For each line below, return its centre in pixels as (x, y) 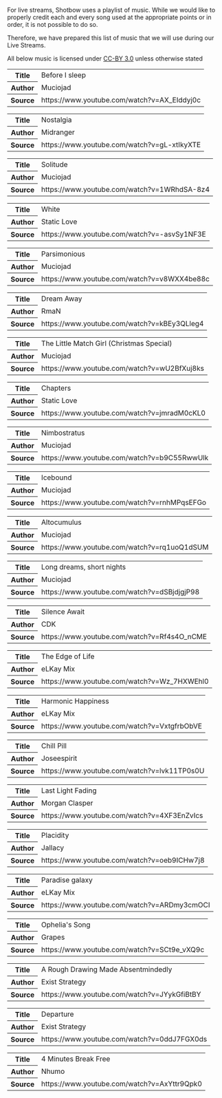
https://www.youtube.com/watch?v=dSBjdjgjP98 (120, 592)
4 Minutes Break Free (76, 1059)
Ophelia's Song (66, 925)
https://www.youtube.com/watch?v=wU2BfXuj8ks (123, 368)
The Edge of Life (68, 656)
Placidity (55, 835)
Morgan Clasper (67, 803)
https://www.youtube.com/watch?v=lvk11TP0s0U (123, 771)
